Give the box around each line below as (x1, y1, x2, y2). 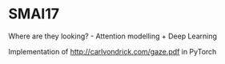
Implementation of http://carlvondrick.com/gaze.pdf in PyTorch (8, 46, 217, 56)
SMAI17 (8, 5, 60, 23)
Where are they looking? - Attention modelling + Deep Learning (8, 31, 218, 41)
